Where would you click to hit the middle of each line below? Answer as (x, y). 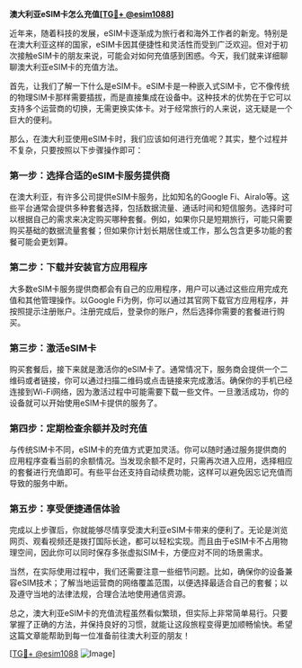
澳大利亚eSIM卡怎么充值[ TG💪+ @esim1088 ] (92, 14)
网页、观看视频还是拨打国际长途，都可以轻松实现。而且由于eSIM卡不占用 (145, 541)
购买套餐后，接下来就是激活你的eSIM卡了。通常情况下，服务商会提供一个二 (149, 369)
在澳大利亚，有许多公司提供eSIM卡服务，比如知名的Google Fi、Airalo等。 (146, 197)
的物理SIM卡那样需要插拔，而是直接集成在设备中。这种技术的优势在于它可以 (151, 97)
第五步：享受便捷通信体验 (65, 509)
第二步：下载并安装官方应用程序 (79, 267)
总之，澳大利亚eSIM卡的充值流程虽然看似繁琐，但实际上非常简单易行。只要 (149, 613)
